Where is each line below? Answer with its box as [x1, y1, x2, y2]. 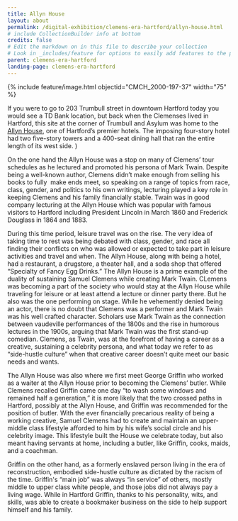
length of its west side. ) [7, 141, 78, 150]
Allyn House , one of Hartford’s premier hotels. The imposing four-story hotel [7, 126, 230, 135]
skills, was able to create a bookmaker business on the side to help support [7, 498, 227, 506]
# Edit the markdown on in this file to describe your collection [7, 43, 208, 50]
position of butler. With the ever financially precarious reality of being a [7, 408, 215, 417]
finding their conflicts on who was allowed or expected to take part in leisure [7, 244, 231, 252]
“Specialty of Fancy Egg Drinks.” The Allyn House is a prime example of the [7, 267, 228, 275]
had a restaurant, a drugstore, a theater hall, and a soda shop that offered [7, 259, 222, 268]
